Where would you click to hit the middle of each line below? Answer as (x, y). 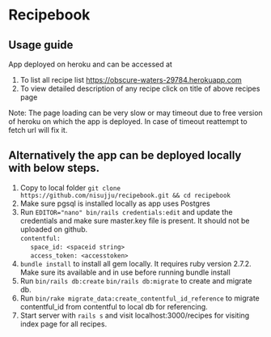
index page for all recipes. (64, 324)
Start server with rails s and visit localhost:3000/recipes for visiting (135, 315)
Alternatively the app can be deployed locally (125, 156)
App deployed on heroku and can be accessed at (90, 64)
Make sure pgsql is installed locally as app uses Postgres (115, 203)
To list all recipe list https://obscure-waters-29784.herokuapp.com (131, 80)
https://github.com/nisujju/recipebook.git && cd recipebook (125, 195)
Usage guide (41, 45)
